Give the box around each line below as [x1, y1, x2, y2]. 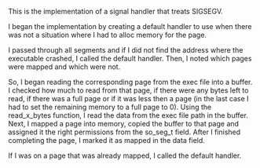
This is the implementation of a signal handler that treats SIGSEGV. [8, 7, 224, 16]
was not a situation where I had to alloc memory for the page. [8, 31, 207, 39]
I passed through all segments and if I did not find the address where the [8, 46, 244, 54]
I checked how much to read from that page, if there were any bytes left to [8, 86, 249, 95]
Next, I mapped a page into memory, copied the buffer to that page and [8, 119, 240, 128]
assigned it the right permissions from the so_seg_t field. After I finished [8, 127, 241, 137]
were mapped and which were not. [8, 62, 121, 71]
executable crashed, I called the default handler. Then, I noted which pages [8, 54, 252, 63]
